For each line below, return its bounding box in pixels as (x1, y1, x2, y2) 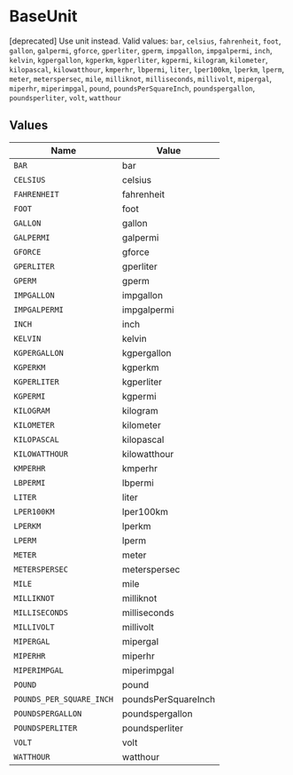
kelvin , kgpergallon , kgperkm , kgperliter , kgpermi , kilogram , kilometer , (9, 54, 268, 65)
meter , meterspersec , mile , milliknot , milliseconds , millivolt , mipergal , (9, 73, 273, 83)
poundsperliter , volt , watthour (9, 91, 122, 103)
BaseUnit (9, 6, 78, 27)
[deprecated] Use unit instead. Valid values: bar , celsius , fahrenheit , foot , (9, 36, 281, 46)
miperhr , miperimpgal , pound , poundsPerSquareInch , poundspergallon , (9, 83, 256, 93)
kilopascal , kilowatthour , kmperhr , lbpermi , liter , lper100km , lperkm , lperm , (9, 64, 285, 75)
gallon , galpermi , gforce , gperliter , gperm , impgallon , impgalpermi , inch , (9, 44, 273, 55)
